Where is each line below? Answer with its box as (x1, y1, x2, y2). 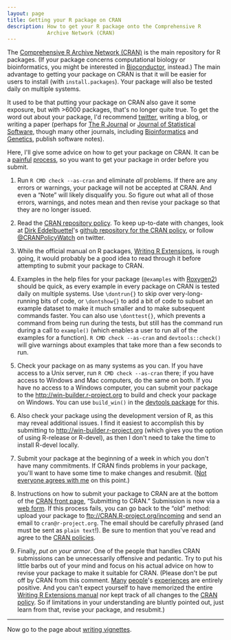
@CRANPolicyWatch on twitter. (16, 234, 105, 242)
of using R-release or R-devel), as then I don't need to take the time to (16, 434, 216, 442)
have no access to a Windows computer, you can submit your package (16, 383, 218, 392)
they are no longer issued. (16, 206, 91, 214)
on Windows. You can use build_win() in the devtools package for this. (16, 398, 219, 407)
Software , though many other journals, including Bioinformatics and (7, 128, 199, 136)
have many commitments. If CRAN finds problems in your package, (16, 461, 208, 470)
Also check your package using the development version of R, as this (16, 412, 214, 420)
